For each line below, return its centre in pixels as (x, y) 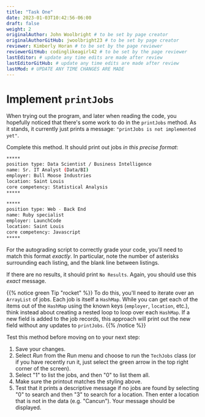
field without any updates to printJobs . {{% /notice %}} (76, 325)
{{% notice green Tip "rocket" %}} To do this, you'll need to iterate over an (100, 293)
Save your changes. (40, 349)
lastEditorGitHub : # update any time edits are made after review (93, 63)
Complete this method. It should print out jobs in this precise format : (92, 147)
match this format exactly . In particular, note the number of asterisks (93, 256)
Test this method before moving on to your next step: (73, 337)
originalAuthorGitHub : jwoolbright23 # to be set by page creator (93, 40)
